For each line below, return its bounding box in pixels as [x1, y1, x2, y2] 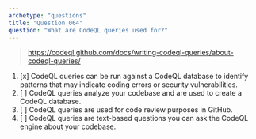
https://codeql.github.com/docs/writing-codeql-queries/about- [27, 48, 234, 58]
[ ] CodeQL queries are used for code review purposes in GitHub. [19, 105, 233, 115]
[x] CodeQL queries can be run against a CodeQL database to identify [19, 72, 249, 81]
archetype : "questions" [8, 11, 87, 20]
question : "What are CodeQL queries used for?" [8, 26, 169, 34]
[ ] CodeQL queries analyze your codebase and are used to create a [19, 88, 243, 98]
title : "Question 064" [8, 19, 83, 27]
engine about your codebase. [19, 122, 117, 131]
